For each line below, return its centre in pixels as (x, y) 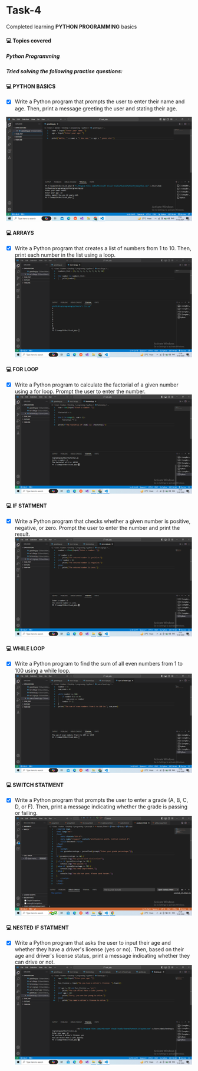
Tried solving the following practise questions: (65, 71)
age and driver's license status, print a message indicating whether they (102, 956)
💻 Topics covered (29, 40)
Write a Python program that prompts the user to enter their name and (100, 101)
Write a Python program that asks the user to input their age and (93, 943)
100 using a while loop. (42, 670)
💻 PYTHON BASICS (31, 86)
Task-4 (24, 10)
